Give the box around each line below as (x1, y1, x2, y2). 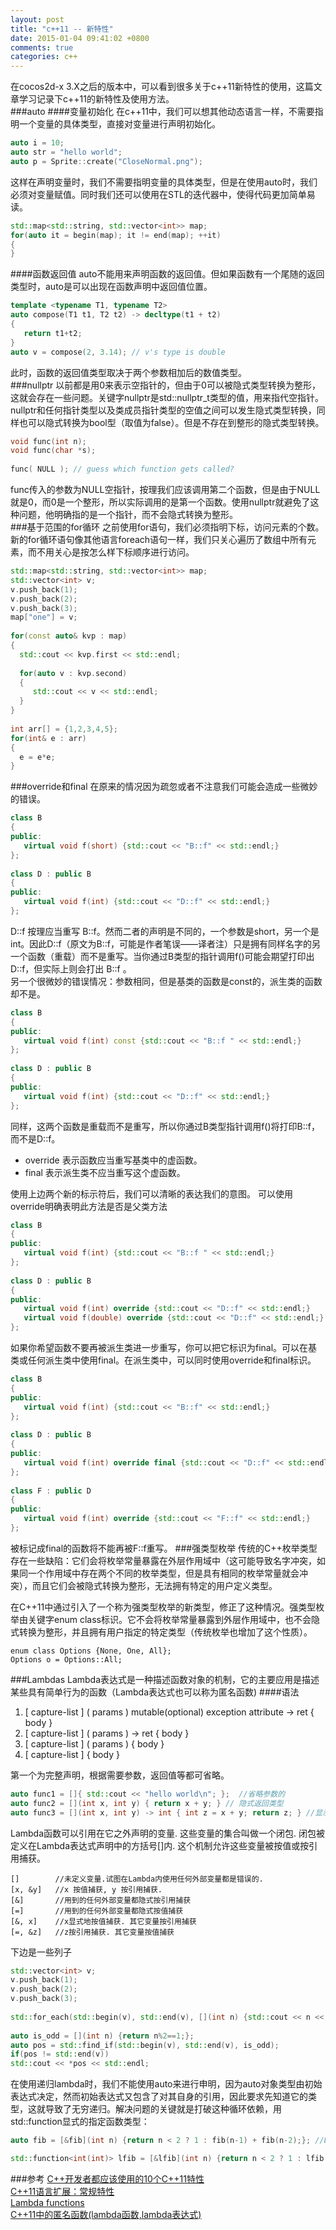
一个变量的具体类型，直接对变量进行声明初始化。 (18, 118, 221, 130)
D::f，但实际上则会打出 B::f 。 (10, 962, 132, 975)
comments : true (10, 42, 74, 53)
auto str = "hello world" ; (10, 147, 123, 157)
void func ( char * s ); (10, 446, 97, 456)
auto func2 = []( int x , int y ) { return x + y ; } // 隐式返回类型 (10, 1798, 284, 1808)
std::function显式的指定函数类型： (10, 2116, 150, 2128)
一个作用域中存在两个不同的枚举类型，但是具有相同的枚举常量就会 (27, 1567, 300, 1579)
